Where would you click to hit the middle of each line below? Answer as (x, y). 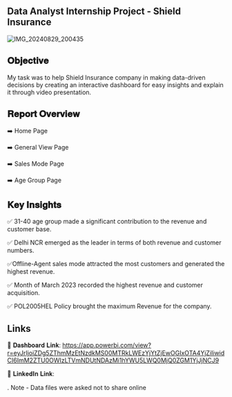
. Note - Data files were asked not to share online (77, 388)
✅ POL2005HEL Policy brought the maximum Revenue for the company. (109, 306)
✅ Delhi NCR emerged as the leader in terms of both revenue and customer (115, 242)
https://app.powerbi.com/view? (107, 345)
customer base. (29, 229)
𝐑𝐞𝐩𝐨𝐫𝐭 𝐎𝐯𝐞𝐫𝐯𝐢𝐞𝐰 (43, 114)
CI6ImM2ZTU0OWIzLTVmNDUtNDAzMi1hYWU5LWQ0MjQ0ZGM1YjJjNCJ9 (113, 360)
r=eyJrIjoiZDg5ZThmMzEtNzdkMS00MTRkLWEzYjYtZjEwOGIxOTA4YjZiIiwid (116, 353)
